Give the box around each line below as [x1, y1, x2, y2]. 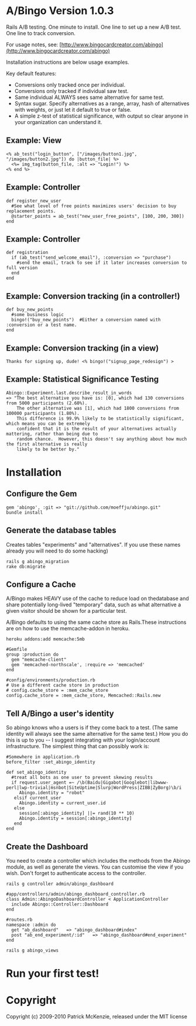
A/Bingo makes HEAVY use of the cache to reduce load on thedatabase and [6, 595, 189, 602]
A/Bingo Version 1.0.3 [6, 4, 114, 18]
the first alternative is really [6, 441, 88, 447]
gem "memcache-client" [11, 657, 67, 663]
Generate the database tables [6, 526, 117, 536]
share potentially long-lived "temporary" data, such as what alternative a [6, 601, 181, 608]
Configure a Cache [6, 579, 76, 589]
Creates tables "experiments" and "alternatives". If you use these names [6, 541, 181, 548]
